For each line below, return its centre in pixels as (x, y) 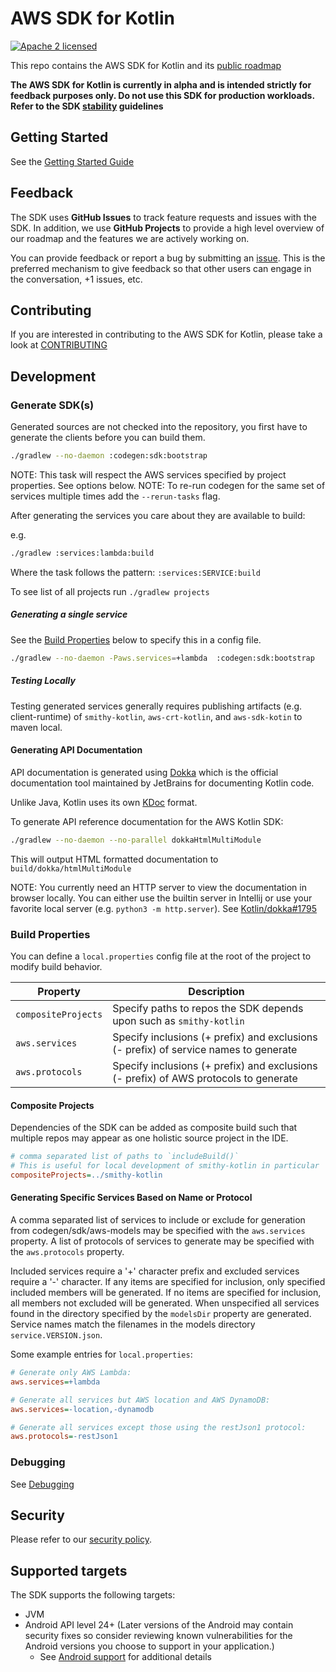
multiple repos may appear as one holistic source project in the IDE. (149, 1138)
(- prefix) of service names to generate (205, 1049)
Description (216, 991)
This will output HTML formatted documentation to (114, 859)
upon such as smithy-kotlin (178, 1020)
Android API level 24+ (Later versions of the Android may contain (159, 1625)
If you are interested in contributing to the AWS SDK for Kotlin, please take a (166, 334)
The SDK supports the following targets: (93, 1595)
